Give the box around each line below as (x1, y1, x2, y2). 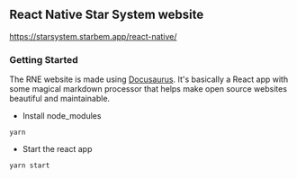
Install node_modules (22, 111, 102, 121)
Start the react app (22, 144, 93, 155)
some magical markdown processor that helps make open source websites (9, 84, 288, 94)
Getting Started (9, 53, 78, 66)
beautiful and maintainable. (9, 94, 111, 104)
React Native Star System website (9, 7, 204, 22)
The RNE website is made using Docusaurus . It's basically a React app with (9, 74, 289, 85)
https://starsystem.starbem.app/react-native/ (9, 31, 177, 41)
